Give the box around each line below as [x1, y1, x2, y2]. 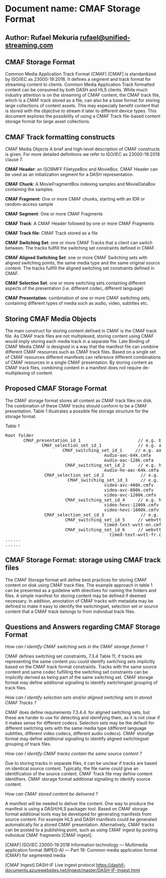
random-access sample [5, 202, 53, 207]
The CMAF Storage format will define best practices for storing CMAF [5, 577, 147, 583]
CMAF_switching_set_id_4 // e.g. [65, 497, 157, 503]
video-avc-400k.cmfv [104, 482, 154, 488]
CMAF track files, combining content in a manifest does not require [5, 365, 142, 371]
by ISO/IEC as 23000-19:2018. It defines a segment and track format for [5, 76, 151, 82]
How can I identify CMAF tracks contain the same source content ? [5, 750, 142, 757]
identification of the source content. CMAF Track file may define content [5, 771, 153, 777]
